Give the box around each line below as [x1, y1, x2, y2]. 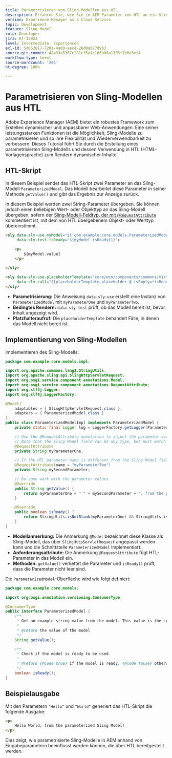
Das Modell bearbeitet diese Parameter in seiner [64, 185, 166, 192]
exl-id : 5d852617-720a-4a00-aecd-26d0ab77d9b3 [5, 46, 106, 51]
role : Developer [5, 31, 40, 36]
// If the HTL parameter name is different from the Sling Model [14, 458, 157, 463]
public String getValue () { [14, 486, 74, 491]
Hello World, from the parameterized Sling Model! [14, 723, 125, 728]
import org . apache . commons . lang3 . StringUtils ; [5, 368, 106, 373]
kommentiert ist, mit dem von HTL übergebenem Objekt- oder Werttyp [5, 217, 154, 223]
